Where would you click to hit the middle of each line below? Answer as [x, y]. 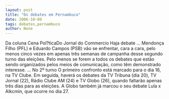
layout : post [19, 10]
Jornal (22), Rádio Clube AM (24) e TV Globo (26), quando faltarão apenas [83, 81]
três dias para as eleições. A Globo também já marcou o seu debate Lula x [83, 86]
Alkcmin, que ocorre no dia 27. [37, 91]
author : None [19, 29]
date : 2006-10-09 [24, 19]
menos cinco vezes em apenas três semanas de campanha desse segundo [84, 54]
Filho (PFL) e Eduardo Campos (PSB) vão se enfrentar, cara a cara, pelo [80, 48]
